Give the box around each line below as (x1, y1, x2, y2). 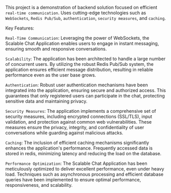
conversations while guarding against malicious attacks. (5, 130, 124, 136)
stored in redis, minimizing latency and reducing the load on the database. (5, 151, 162, 156)
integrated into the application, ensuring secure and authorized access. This (5, 87, 166, 93)
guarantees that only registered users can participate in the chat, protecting (5, 93, 165, 99)
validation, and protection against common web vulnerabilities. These (5, 119, 152, 125)
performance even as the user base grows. (5, 72, 96, 78)
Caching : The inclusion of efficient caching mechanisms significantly (5, 140, 149, 146)
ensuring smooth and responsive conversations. (5, 46, 107, 52)
